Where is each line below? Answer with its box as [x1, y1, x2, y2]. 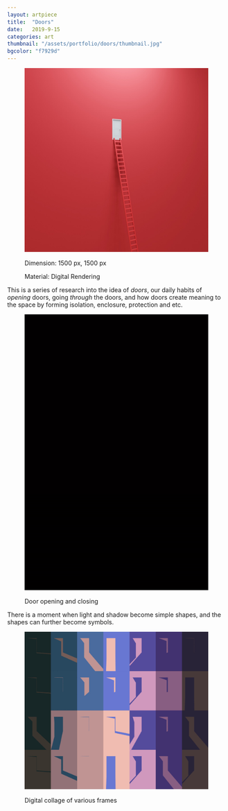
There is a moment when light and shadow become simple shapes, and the [7, 611, 222, 619]
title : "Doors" [7, 18, 54, 26]
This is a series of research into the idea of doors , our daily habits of [7, 286, 202, 294]
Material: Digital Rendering [24, 273, 100, 280]
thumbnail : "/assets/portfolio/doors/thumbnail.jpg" [7, 40, 163, 48]
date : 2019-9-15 [7, 26, 60, 33]
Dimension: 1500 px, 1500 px [24, 259, 107, 267]
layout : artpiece [7, 11, 58, 18]
